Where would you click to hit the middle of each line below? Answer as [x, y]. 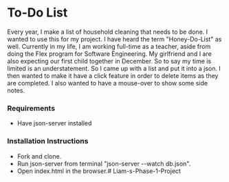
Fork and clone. [39, 156]
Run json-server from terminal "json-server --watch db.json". [104, 163]
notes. [16, 90]
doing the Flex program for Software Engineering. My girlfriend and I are [109, 54]
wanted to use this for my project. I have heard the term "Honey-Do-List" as [115, 39]
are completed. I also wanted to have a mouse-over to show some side [108, 83]
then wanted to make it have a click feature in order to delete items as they [113, 75]
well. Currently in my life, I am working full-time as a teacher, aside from [109, 46]
